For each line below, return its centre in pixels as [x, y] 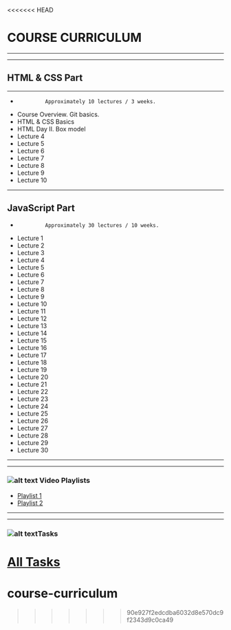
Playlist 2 [30, 503]
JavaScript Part [41, 208]
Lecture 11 [31, 311]
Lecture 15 [32, 340]
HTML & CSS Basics [46, 121]
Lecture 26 [33, 421]
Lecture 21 [32, 384]
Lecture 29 [33, 442]
